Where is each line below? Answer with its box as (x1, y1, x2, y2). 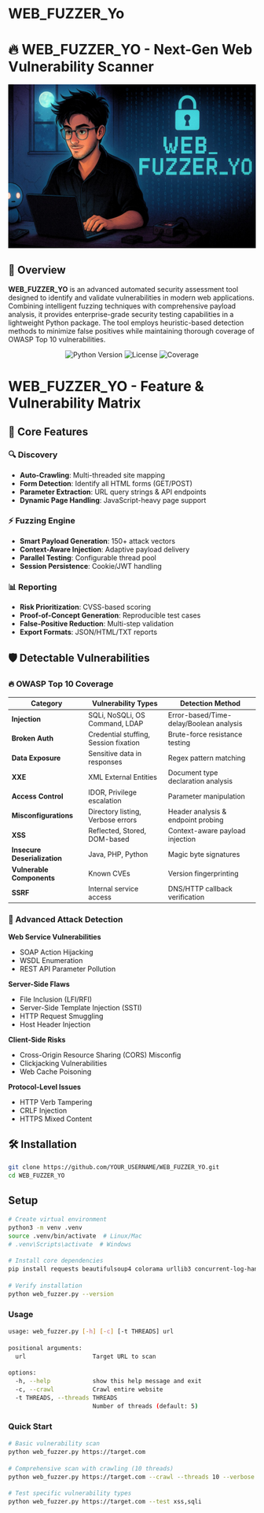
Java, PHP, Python (88, 849, 148, 858)
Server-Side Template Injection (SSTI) (19, 1002, 143, 1012)
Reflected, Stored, (88, 826, 147, 836)
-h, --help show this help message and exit (15, 1378, 202, 1386)
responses (88, 757, 123, 767)
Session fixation (88, 737, 140, 747)
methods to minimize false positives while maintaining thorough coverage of (8, 326, 255, 335)
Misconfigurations (11, 811, 73, 821)
